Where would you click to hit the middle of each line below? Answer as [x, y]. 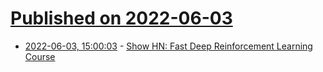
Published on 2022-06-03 [121, 18]
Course [40, 56]
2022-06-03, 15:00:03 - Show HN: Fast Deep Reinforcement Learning [168, 46]
